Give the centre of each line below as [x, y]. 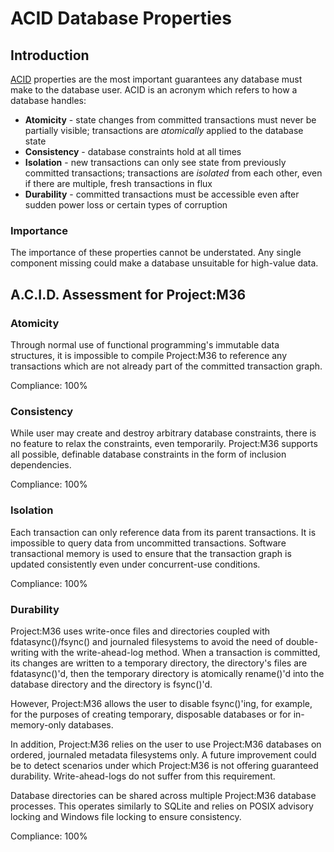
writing [25, 652]
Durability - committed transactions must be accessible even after [162, 194]
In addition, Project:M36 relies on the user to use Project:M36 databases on [166, 744]
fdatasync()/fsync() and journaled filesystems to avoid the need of [147, 641]
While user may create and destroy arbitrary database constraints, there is [163, 433]
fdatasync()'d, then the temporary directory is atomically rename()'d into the [167, 673]
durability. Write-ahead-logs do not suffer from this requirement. [143, 776]
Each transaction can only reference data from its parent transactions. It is [163, 532]
